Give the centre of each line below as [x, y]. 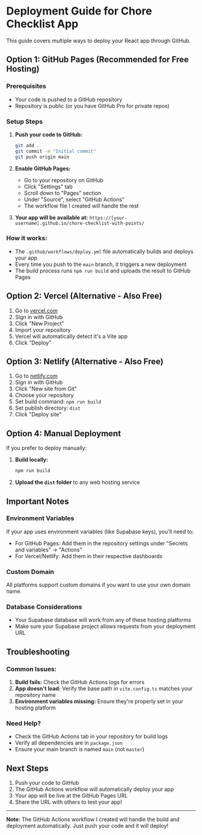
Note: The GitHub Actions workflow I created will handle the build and [93, 819]
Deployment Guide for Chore [79, 11]
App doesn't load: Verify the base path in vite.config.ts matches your [104, 688]
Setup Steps [25, 121]
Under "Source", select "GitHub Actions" [74, 199]
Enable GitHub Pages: [43, 168]
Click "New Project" [39, 323]
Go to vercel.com [36, 310]
